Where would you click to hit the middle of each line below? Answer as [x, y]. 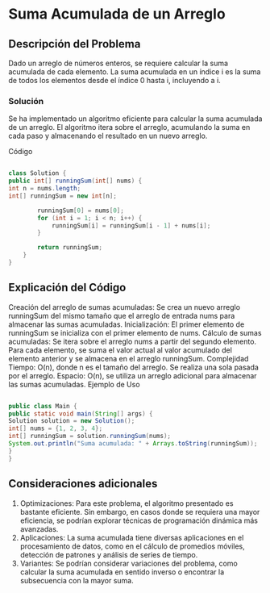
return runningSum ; [70, 248]
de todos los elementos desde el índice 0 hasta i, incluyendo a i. [115, 80]
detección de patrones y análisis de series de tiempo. [109, 554]
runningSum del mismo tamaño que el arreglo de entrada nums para [122, 315]
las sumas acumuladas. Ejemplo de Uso [74, 384]
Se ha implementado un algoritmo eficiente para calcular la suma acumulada [135, 119]
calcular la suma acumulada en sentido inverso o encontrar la [122, 572]
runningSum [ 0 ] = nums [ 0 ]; [81, 211]
